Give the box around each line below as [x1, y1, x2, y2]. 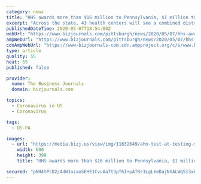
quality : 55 [6, 53, 36, 59]
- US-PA [11, 125, 31, 131]
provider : [6, 76, 31, 82]
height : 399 [17, 152, 47, 159]
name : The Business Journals [11, 81, 84, 87]
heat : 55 [6, 59, 28, 65]
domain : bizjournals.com [11, 86, 74, 93]
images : [6, 135, 26, 141]
